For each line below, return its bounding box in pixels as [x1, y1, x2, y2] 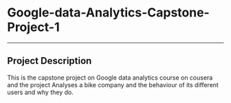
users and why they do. [7, 88, 74, 96]
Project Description [7, 55, 92, 67]
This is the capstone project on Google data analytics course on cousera [7, 73, 213, 82]
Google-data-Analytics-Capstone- [7, 5, 210, 21]
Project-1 [7, 19, 60, 35]
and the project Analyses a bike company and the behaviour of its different [7, 80, 219, 89]
